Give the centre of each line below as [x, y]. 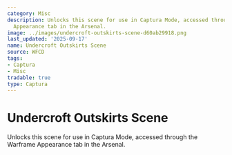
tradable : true [29, 77]
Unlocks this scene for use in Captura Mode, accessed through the [103, 137]
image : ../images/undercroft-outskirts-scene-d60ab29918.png [97, 33]
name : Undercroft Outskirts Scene [57, 45]
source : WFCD [26, 52]
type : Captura [28, 84]
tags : [15, 59]
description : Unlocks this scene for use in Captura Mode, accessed [108, 20]
